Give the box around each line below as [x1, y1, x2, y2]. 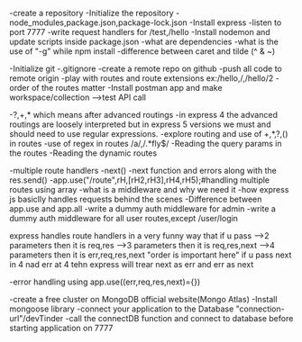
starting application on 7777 [9, 323, 114, 333]
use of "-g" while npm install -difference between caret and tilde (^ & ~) [9, 46, 276, 57]
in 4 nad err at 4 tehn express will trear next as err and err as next [9, 259, 254, 269]
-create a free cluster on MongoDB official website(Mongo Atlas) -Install [9, 294, 278, 304]
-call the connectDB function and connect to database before [65, 313, 294, 323]
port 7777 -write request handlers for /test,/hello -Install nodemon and [9, 27, 270, 37]
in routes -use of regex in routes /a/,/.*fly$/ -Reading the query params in [9, 139, 282, 148]
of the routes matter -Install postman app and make [31, 83, 223, 93]
